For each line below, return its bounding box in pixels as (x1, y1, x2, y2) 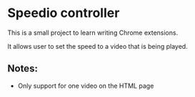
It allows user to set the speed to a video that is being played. (7, 42, 188, 50)
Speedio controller (7, 5, 120, 21)
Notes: (7, 62, 38, 75)
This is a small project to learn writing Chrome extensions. (7, 28, 179, 37)
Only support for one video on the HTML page (17, 81, 154, 90)
